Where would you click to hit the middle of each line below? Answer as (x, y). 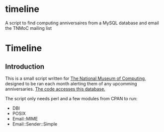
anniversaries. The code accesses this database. (55, 89)
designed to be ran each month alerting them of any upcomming (71, 83)
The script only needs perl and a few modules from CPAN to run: (71, 98)
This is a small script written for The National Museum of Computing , (76, 78)
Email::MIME (25, 119)
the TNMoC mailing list (29, 28)
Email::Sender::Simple (35, 124)
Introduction (25, 66)
